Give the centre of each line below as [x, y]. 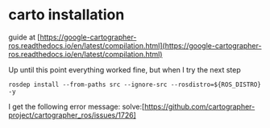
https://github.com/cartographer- [199, 106]
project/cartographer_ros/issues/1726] [73, 115]
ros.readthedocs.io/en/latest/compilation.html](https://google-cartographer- [135, 45]
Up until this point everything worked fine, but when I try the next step [125, 69]
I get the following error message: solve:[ [77, 106]
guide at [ [24, 37]
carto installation [66, 15]
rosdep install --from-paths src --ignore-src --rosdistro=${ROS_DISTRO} [135, 85]
